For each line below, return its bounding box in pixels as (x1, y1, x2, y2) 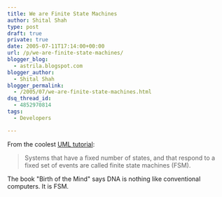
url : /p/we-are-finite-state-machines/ (7, 50, 124, 57)
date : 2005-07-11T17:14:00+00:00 (7, 43, 105, 50)
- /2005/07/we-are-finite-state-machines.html (13, 88, 152, 95)
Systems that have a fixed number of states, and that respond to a (24, 154, 216, 162)
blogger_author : (7, 69, 55, 76)
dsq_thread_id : (7, 95, 52, 102)
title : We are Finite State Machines (7, 10, 118, 18)
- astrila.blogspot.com (13, 62, 83, 69)
